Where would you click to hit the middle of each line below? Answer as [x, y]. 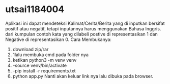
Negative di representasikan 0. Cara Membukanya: [59, 39]
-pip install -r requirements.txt [44, 71]
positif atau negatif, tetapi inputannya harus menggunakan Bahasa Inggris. [83, 28]
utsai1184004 [35, 9]
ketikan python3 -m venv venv [45, 60]
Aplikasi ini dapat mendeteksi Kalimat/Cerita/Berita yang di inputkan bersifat [85, 23]
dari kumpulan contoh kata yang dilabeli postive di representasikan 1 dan [81, 34]
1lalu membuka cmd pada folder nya [51, 55]
